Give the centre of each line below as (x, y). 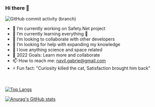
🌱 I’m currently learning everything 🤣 (50, 34)
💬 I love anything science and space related (57, 50)
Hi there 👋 (17, 8)
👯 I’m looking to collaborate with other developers (63, 39)
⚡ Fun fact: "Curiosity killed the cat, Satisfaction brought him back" (81, 68)
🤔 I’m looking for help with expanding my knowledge (66, 44)
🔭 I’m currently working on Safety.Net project (59, 28)
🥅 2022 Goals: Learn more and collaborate (56, 55)
